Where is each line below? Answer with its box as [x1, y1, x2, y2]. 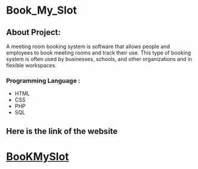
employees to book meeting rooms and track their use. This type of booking [6, 49, 191, 56]
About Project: [6, 27, 61, 37]
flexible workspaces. [6, 62, 57, 69]
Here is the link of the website [6, 126, 118, 136]
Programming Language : [6, 76, 81, 85]
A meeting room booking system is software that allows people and [6, 43, 170, 50]
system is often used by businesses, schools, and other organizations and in [6, 56, 192, 62]
